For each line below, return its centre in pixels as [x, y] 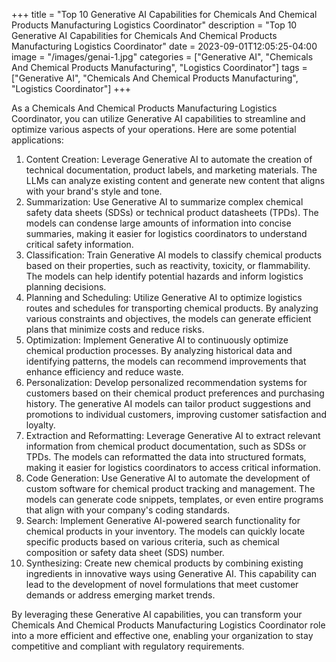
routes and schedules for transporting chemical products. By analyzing [172, 308]
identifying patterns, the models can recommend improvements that [166, 361]
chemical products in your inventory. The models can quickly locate [165, 531]
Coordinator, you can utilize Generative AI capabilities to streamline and [158, 118]
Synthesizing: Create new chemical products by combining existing [164, 563]
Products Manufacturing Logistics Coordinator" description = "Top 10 [154, 25]
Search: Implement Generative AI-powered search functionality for [163, 520]
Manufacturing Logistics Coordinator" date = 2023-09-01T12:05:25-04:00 [164, 46]
